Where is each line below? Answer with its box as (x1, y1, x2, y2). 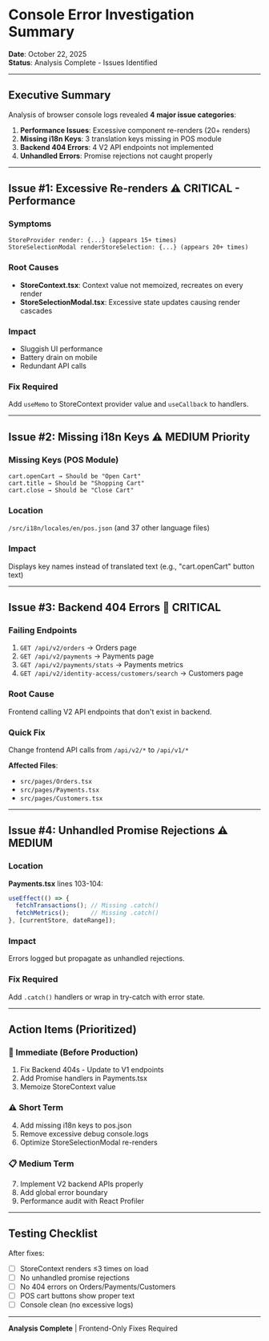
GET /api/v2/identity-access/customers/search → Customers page (19, 668, 244, 679)
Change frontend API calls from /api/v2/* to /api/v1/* (8, 744, 190, 755)
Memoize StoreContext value (19, 1082, 116, 1092)
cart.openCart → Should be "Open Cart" (8, 472, 142, 480)
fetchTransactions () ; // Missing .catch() (15, 901, 159, 910)
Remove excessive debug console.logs (19, 1128, 149, 1138)
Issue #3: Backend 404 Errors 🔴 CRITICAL (8, 601, 222, 614)
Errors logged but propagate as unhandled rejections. (8, 954, 186, 963)
